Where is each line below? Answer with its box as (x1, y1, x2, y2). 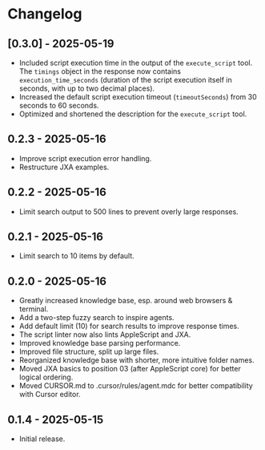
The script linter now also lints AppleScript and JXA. (18, 330, 191, 339)
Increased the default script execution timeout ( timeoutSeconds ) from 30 (18, 92, 257, 101)
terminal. (18, 304, 49, 314)
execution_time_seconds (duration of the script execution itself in (18, 75, 233, 84)
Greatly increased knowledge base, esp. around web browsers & (18, 296, 233, 306)
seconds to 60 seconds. (18, 101, 99, 110)
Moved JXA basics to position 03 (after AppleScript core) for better (18, 364, 241, 374)
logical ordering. (18, 372, 74, 382)
